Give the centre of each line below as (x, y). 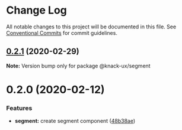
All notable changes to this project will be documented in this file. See (91, 27)
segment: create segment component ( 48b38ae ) (75, 121)
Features (19, 108)
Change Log (36, 10)
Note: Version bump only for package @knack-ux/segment (78, 66)
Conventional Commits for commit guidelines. (62, 32)
